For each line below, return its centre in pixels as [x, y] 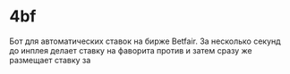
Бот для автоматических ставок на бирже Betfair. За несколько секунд [145, 41]
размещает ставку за [50, 60]
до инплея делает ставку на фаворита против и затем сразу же [131, 50]
